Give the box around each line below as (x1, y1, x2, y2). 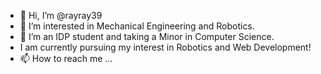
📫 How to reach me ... (19, 53, 113, 64)
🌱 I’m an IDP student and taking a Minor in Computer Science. (19, 31, 275, 42)
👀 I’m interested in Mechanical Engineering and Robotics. (19, 20, 255, 32)
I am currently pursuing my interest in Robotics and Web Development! (19, 41, 312, 53)
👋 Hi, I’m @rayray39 (19, 10, 103, 21)
